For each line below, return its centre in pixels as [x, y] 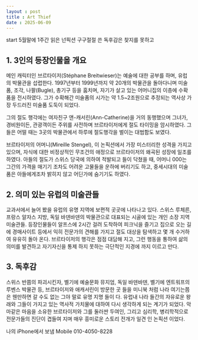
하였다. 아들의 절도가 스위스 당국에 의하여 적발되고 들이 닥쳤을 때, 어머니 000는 [97, 159]
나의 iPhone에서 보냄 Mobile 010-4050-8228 [60, 331]
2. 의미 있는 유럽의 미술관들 [53, 194]
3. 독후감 [22, 267]
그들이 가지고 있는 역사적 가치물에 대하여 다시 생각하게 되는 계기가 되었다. [101, 304]
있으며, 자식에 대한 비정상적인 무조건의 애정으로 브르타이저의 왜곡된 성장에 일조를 [99, 152]
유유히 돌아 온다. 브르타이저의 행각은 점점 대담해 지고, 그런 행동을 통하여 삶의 [100, 239]
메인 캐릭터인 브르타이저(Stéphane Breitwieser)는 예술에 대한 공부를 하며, [91, 76]
